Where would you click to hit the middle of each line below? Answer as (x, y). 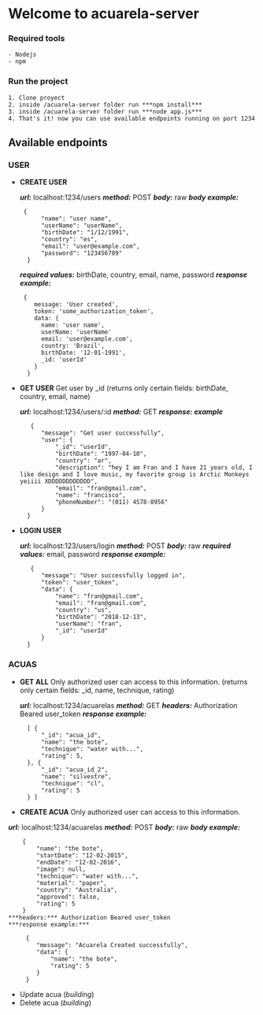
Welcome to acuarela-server (104, 14)
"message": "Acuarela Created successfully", (113, 945)
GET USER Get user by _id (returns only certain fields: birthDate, (124, 388)
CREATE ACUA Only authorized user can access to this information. (130, 812)
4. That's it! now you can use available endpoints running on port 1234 (132, 118)
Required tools (37, 39)
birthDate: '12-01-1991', (83, 353)
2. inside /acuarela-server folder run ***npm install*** (105, 104)
